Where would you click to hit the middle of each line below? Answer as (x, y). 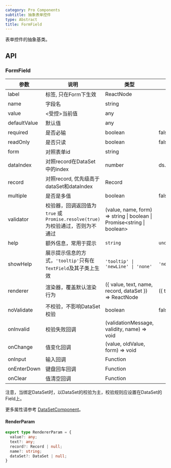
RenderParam (20, 422)
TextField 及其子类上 (70, 268)
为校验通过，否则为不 (71, 226)
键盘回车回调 (61, 369)
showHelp (20, 264)
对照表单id (58, 152)
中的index (57, 169)
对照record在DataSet (70, 161)
